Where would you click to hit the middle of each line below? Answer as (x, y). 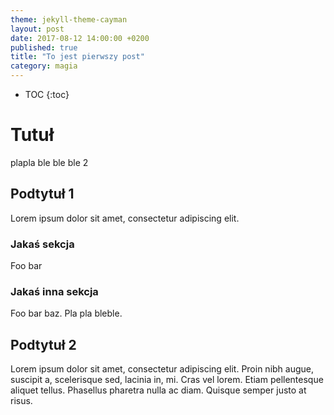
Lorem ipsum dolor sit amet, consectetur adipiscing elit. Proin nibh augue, (162, 369)
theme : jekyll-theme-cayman (69, 19)
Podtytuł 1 (42, 194)
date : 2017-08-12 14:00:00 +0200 (80, 38)
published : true (44, 47)
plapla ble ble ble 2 (49, 162)
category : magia (44, 66)
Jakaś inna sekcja (54, 291)
